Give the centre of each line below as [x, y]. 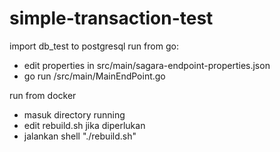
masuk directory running [74, 114]
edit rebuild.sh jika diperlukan [84, 125]
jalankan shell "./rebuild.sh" [80, 136]
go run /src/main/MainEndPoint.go [94, 76]
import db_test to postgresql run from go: [94, 46]
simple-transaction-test [111, 18]
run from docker [43, 95]
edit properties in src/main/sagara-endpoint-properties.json [147, 65]
